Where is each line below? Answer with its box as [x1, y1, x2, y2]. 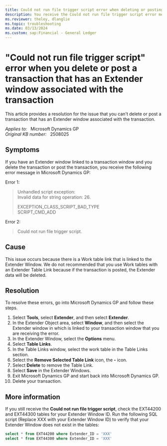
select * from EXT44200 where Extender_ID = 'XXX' [5, 432, 112, 437]
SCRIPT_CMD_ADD [17, 209, 56, 215]
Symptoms [5, 146, 40, 154]
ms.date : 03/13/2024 [5, 26, 48, 31]
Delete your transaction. [12, 378, 62, 384]
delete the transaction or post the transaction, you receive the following [5, 164, 152, 170]
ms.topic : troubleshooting [5, 21, 61, 26]
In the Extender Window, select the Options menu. [12, 336, 116, 342]
